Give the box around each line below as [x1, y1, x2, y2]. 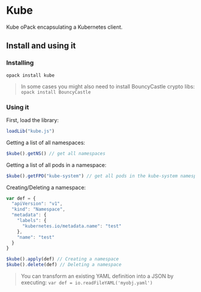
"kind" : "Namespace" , [11, 206, 66, 212]
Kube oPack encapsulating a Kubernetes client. [6, 23, 123, 31]
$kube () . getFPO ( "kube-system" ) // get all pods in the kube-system [6, 173, 178, 179]
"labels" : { [17, 218, 47, 224]
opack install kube [6, 72, 55, 78]
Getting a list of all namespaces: [6, 139, 86, 146]
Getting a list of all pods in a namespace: [6, 161, 106, 168]
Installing [6, 59, 34, 67]
